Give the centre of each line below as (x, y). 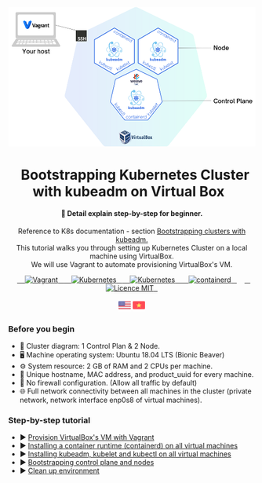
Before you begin (42, 329)
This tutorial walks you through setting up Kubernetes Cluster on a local (132, 247)
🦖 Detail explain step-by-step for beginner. (132, 214)
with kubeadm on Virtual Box (129, 191)
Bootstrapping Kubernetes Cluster (135, 175)
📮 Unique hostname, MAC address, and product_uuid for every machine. (136, 375)
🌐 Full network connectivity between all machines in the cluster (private (136, 391)
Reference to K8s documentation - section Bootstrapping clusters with (132, 231)
